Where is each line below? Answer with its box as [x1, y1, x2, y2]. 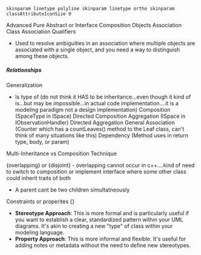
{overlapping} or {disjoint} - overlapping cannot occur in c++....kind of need [6, 161, 195, 169]
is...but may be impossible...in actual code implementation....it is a [14, 99, 179, 107]
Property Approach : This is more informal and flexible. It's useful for [14, 235, 187, 242]
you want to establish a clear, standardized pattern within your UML [14, 216, 183, 223]
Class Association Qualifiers [6, 28, 76, 35]
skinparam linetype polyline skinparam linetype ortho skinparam [6, 5, 175, 11]
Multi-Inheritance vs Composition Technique [6, 150, 117, 157]
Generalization [6, 81, 43, 89]
